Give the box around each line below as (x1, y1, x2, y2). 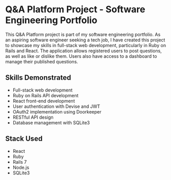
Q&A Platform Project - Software (5, 4, 145, 15)
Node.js (12, 164, 30, 170)
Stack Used (5, 134, 43, 143)
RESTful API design (12, 114, 54, 120)
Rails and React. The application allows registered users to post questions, (5, 48, 162, 54)
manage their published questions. (5, 58, 78, 64)
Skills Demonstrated (5, 73, 71, 82)
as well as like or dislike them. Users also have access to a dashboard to (5, 53, 157, 59)
